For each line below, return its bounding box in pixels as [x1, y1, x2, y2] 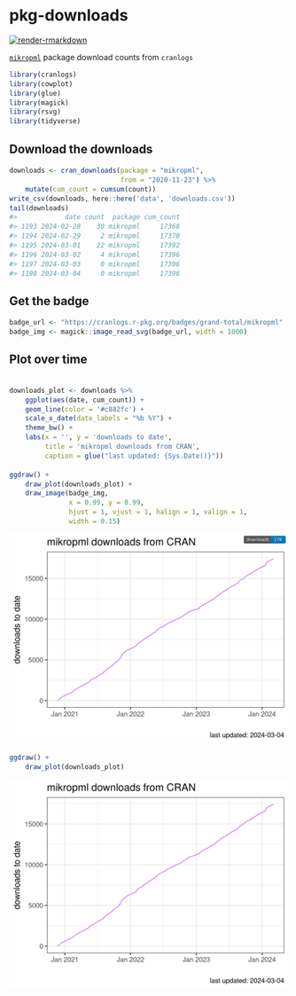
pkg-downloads [9, 5, 129, 26]
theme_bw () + [25, 423, 74, 433]
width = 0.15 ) [68, 517, 121, 526]
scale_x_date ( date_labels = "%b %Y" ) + [25, 414, 173, 423]
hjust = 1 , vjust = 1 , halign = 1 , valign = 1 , [68, 507, 248, 517]
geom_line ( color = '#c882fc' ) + [25, 404, 144, 413]
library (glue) [9, 89, 62, 98]
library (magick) [9, 98, 69, 107]
